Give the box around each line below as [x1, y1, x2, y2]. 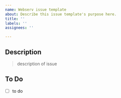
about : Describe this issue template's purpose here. [5, 12, 117, 17]
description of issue [17, 61, 57, 67]
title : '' [5, 16, 25, 21]
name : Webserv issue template [5, 7, 67, 12]
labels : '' [5, 21, 27, 26]
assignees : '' [5, 25, 34, 30]
